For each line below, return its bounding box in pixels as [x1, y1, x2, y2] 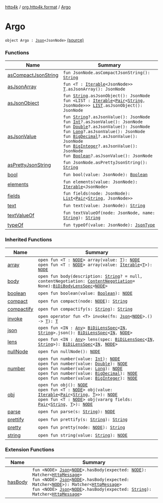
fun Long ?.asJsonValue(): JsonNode [63, 129, 146, 134]
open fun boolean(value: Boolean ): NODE [38, 290, 132, 296]
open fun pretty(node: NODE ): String [38, 424, 125, 430]
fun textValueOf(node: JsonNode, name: [63, 210, 155, 216]
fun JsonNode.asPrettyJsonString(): [63, 160, 148, 166]
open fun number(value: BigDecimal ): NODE [38, 370, 138, 376]
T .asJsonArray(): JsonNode [63, 86, 126, 92]
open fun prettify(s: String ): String [38, 417, 128, 422]
